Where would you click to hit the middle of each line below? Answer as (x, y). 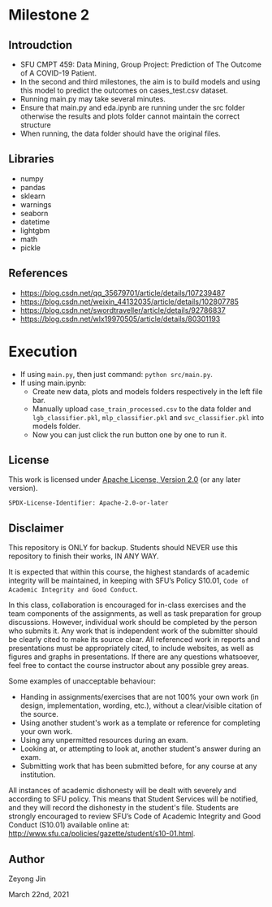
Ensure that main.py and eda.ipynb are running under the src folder (132, 108)
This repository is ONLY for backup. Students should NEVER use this (123, 548)
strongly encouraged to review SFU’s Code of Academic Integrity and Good (135, 816)
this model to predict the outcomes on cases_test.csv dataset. (124, 90)
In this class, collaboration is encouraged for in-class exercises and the (127, 605)
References (38, 273)
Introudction (41, 45)
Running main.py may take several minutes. (93, 99)
